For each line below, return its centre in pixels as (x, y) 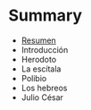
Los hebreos (44, 88)
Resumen (39, 40)
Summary (45, 16)
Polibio (34, 78)
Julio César (42, 97)
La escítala (41, 69)
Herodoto (39, 59)
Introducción (45, 49)
